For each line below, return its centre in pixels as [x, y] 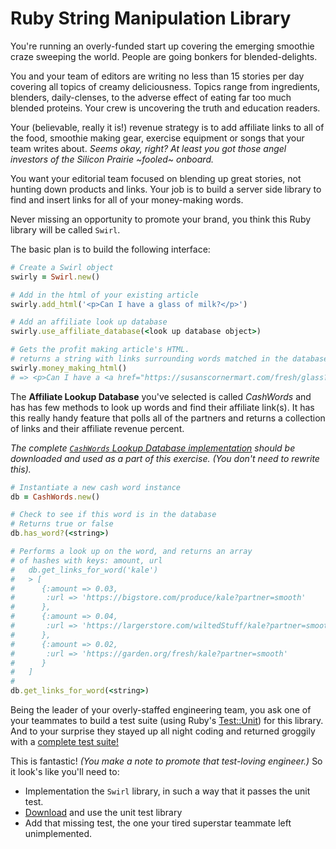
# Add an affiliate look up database [89, 322]
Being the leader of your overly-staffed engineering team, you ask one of [161, 710]
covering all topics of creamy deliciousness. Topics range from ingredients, [165, 86]
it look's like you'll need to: [65, 772]
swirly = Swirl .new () [55, 277]
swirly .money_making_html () [69, 368]
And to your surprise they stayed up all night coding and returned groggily [163, 731]
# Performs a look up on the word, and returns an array [131, 552]
